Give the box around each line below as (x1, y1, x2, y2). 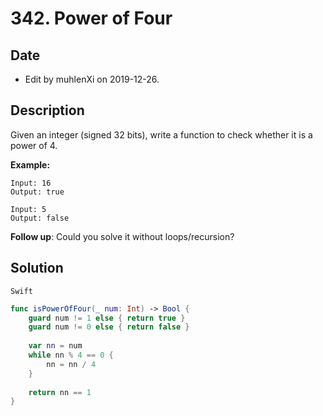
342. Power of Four (10, 7, 173, 30)
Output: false (10, 213, 70, 223)
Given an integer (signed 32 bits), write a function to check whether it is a (10, 128, 313, 141)
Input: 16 (10, 178, 52, 188)
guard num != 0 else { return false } (28, 322, 190, 332)
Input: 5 (10, 204, 47, 214)
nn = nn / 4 (46, 359, 97, 369)
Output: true (10, 187, 65, 197)
